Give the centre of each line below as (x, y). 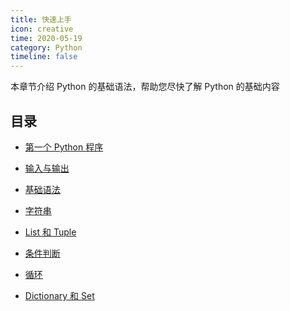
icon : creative (42, 29)
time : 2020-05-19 (46, 38)
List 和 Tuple (50, 232)
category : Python (46, 47)
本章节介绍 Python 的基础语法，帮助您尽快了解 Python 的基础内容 (145, 87)
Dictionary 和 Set (59, 295)
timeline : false (44, 57)
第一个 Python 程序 (64, 147)
